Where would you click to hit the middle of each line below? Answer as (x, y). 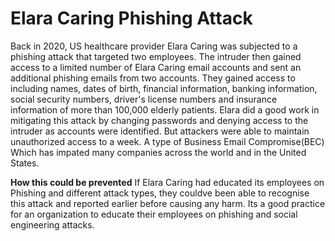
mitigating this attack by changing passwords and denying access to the (159, 120)
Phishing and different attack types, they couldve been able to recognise (160, 193)
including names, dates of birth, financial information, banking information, (164, 88)
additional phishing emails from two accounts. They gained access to (153, 78)
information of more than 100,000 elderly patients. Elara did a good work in (165, 109)
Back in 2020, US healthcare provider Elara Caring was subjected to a (154, 46)
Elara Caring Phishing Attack (131, 18)
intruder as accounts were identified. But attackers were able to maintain (160, 131)
